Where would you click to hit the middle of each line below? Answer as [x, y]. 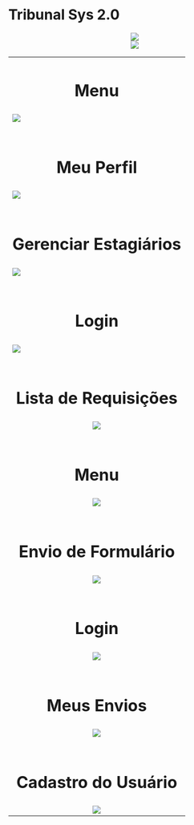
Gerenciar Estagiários [97, 244]
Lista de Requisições [97, 398]
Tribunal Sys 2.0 [64, 15]
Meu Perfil [97, 167]
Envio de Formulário [97, 552]
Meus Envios [97, 705]
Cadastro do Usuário [97, 782]
